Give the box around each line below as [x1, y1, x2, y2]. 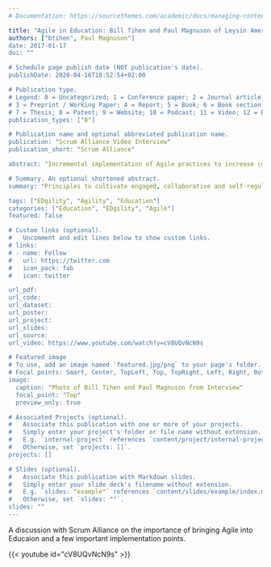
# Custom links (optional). [8, 226, 103, 235]
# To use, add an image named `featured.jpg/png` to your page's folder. [8, 361, 262, 369]
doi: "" [8, 49, 35, 57]
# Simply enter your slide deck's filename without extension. [8, 480, 232, 489]
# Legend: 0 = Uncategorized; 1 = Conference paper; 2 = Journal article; [8, 93, 265, 101]
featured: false [8, 212, 63, 220]
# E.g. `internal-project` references [8, 436, 147, 444]
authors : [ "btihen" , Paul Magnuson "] [8, 34, 135, 42]
